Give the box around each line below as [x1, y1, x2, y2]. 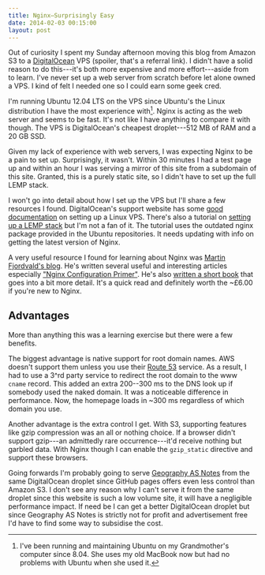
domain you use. [8, 404, 62, 413]
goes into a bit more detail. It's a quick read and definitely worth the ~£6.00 [8, 278, 254, 288]
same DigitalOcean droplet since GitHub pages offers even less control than [8, 476, 255, 486]
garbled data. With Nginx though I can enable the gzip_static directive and [8, 444, 253, 454]
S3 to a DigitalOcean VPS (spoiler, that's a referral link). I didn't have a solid [8, 56, 253, 65]
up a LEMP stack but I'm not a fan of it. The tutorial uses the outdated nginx [8, 221, 254, 230]
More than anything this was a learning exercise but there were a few [8, 330, 233, 339]
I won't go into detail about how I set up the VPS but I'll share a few [8, 196, 226, 205]
